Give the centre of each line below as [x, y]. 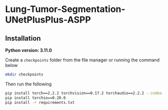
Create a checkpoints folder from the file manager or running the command [82, 60]
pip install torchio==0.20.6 [35, 98]
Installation [23, 38]
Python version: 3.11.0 [29, 50]
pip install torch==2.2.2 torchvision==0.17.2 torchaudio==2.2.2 [74, 93]
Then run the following [28, 84]
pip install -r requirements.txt [40, 102]
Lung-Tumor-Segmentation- [65, 9]
